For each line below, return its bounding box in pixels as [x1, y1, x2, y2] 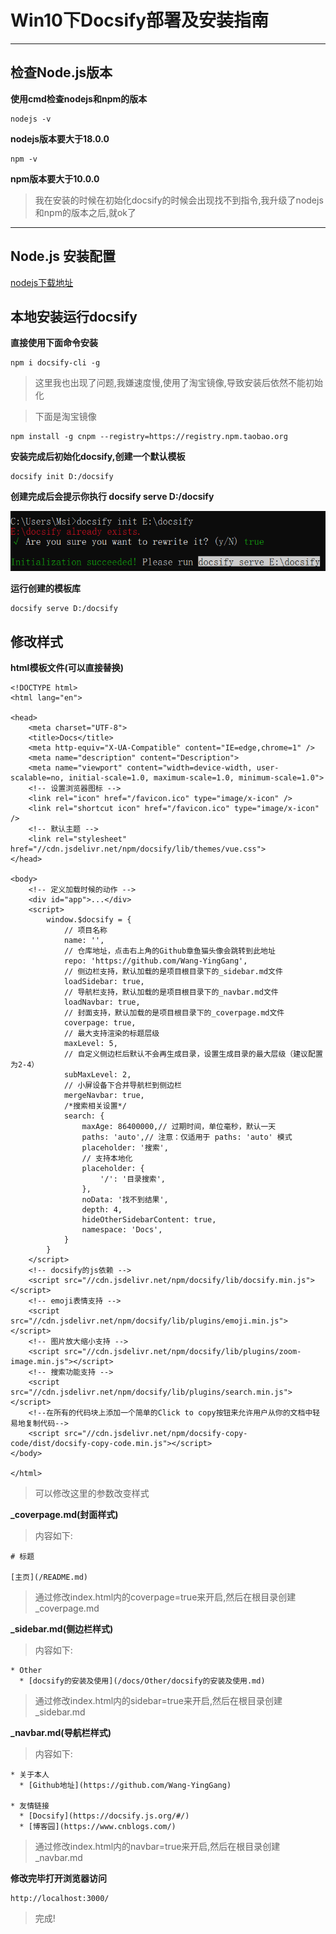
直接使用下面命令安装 [10, 337, 98, 349]
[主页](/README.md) [10, 1572, 89, 1583]
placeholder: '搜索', [81, 1143, 169, 1153]
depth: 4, [81, 1205, 123, 1215]
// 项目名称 [63, 926, 108, 936]
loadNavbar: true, [63, 997, 141, 1008]
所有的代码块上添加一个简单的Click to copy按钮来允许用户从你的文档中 [53, 1408, 313, 1418]
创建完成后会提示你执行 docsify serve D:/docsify [10, 491, 215, 503]
